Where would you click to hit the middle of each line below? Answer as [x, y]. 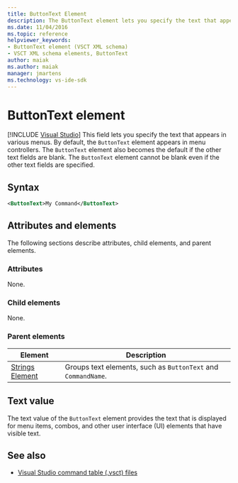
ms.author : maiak [33, 67]
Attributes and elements [62, 226]
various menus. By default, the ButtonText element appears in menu [107, 142]
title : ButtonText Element [47, 14]
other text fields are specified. [51, 165]
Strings [23, 367]
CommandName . [86, 376]
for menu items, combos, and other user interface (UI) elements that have [115, 425]
